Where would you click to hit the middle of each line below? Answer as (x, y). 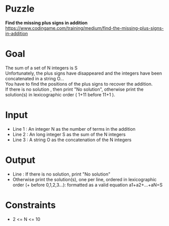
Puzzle (20, 9)
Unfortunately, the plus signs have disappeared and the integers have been (83, 73)
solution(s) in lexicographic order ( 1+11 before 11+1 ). (60, 94)
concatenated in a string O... (35, 78)
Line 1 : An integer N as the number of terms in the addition (74, 129)
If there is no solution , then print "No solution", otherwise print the (74, 89)
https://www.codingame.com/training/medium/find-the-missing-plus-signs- (85, 28)
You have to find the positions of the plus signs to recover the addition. (79, 84)
